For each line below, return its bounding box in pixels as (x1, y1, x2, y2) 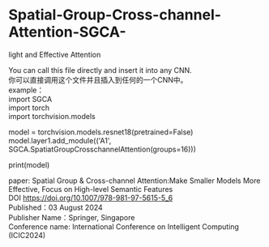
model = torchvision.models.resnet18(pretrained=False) (8, 127, 194, 137)
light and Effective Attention (8, 49, 101, 59)
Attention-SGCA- (8, 23, 127, 41)
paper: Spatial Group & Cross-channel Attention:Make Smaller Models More (8, 176, 261, 185)
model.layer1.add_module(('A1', (8, 135, 112, 145)
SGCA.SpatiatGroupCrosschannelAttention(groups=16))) (8, 144, 197, 154)
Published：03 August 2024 (8, 202, 103, 212)
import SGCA (8, 94, 53, 104)
